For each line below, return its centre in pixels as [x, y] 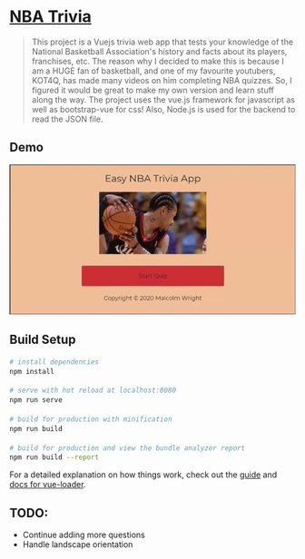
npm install [32, 371]
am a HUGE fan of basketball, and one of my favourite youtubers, [153, 71]
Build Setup [43, 340]
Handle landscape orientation [78, 544]
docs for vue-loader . [48, 485]
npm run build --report [54, 457]
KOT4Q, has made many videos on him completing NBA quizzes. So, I [162, 80]
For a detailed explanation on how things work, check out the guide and [143, 475]
